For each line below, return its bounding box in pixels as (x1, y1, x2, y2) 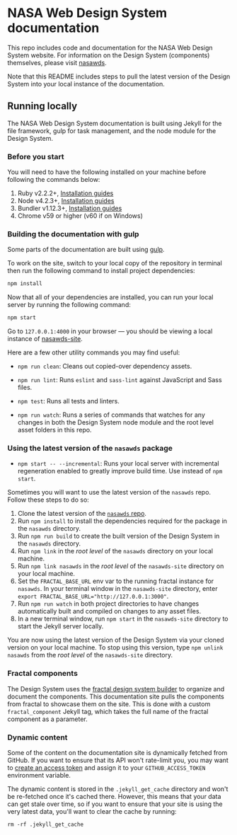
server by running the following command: (7, 301, 131, 309)
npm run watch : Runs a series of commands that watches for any (17, 410, 205, 419)
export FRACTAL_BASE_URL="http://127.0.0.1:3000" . (17, 592, 169, 601)
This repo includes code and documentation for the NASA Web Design (7, 43, 214, 52)
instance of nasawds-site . (7, 335, 83, 343)
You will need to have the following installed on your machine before (7, 168, 207, 176)
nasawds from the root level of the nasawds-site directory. (7, 651, 173, 660)
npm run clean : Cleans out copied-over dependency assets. (17, 362, 192, 371)
